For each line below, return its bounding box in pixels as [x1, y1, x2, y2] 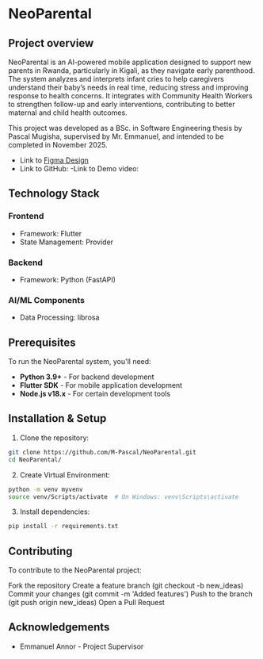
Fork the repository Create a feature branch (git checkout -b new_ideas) [8, 580, 244, 591]
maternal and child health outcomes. [8, 108, 128, 117]
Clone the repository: [19, 433, 90, 443]
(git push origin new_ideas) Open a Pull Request [8, 598, 165, 607]
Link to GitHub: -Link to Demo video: [19, 164, 139, 173]
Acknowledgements [8, 620, 110, 634]
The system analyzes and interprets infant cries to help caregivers [8, 75, 224, 83]
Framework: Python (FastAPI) [19, 274, 116, 284]
